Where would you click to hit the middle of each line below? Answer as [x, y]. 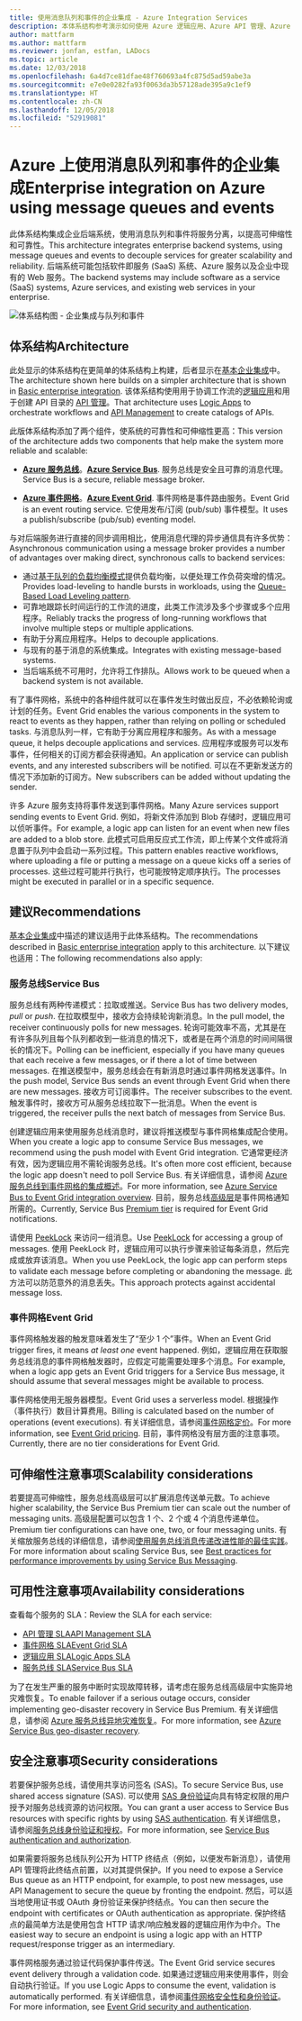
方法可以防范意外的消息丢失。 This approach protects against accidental [142, 1282]
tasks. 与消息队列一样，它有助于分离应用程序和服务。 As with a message [143, 732]
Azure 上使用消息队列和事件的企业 [137, 165]
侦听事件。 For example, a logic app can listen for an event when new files [153, 828]
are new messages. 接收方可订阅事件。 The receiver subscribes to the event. [151, 1091]
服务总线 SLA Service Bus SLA [77, 1667]
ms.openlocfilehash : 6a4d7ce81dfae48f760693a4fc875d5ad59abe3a [130, 77]
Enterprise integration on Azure [146, 188]
